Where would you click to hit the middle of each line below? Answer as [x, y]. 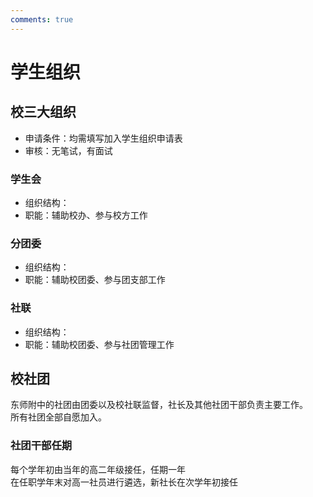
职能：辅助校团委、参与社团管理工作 [99, 344]
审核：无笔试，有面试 [68, 150]
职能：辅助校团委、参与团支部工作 [95, 280]
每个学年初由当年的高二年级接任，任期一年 [98, 469]
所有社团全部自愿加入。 [58, 417]
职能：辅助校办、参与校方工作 [86, 215]
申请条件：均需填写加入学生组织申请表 [103, 138]
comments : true [42, 19]
